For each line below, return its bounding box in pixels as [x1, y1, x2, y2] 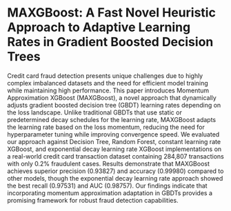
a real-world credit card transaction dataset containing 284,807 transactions [7, 152, 224, 160]
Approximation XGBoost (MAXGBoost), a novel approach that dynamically [7, 93, 217, 101]
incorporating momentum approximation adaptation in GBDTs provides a [7, 188, 212, 197]
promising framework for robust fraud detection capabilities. [7, 196, 179, 204]
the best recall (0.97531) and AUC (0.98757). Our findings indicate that [7, 181, 208, 190]
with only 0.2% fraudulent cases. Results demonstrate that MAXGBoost [7, 159, 210, 168]
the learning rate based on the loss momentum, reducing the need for [7, 123, 205, 131]
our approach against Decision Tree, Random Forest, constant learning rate [7, 137, 221, 145]
